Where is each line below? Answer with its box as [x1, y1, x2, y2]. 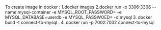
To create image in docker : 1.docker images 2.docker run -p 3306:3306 [5, 4, 151, 10]
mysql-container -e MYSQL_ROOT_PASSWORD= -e [17, 9, 122, 15]
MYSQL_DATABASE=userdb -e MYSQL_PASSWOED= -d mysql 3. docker [5, 15, 152, 20]
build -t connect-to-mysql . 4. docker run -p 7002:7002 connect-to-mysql [5, 19, 155, 25]
